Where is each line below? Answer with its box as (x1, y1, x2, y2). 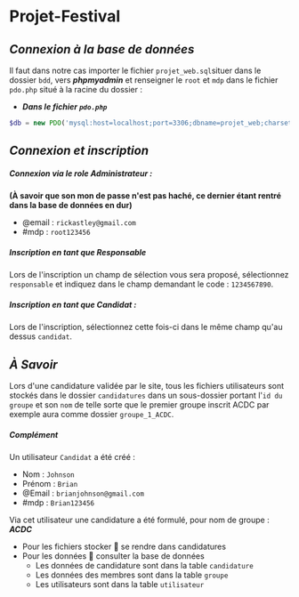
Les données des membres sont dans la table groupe (35, 569, 229, 580)
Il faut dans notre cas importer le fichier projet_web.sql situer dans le (9, 65, 262, 76)
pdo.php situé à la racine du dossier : (9, 85, 143, 94)
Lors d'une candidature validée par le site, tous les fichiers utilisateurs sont (9, 380, 285, 391)
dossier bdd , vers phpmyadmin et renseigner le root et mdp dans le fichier (9, 75, 279, 85)
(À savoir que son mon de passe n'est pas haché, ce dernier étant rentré (9, 190, 282, 201)
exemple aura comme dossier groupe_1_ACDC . (9, 408, 174, 419)
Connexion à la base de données (9, 42, 195, 57)
